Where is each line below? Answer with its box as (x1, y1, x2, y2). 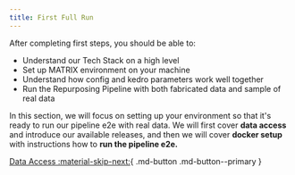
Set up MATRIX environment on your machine (21, 64, 190, 75)
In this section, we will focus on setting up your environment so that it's (9, 110, 272, 121)
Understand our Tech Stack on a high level (21, 54, 180, 65)
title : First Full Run (9, 12, 94, 22)
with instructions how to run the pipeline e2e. (9, 138, 179, 149)
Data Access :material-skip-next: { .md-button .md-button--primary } (9, 155, 262, 166)
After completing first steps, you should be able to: (9, 37, 197, 48)
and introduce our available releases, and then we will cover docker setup (9, 129, 283, 139)
